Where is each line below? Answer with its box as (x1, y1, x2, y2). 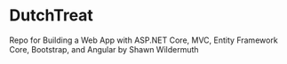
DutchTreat (9, 5, 93, 26)
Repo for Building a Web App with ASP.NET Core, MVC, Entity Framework (9, 35, 278, 45)
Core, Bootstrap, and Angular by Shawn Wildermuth (9, 44, 199, 54)
